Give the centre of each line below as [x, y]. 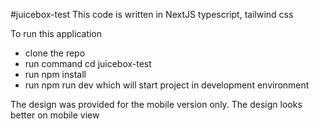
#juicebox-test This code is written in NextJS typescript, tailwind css [152, 14]
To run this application [56, 33]
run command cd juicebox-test [88, 63]
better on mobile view [55, 115]
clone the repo [55, 53]
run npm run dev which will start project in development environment [167, 85]
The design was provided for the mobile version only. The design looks [156, 104]
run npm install [55, 74]
